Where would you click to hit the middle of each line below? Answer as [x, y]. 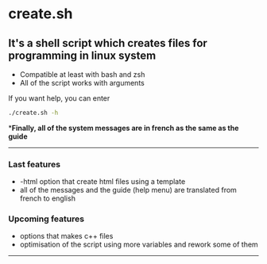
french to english [47, 198]
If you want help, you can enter [59, 98]
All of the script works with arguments [82, 83]
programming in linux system [82, 55]
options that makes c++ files [66, 236]
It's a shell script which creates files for [108, 43]
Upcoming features [46, 219]
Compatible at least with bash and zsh [82, 75]
